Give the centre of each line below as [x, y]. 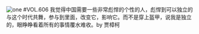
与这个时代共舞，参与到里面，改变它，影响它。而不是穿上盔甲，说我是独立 [99, 17]
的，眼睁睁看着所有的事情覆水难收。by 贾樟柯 [63, 25]
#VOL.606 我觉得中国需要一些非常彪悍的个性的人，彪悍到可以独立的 [108, 9]
